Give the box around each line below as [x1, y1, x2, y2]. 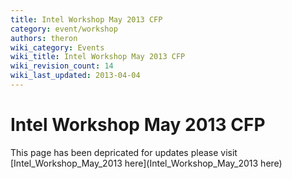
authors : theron [10, 33, 78, 43]
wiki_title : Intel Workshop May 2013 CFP [10, 52, 186, 62]
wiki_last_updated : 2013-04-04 [10, 71, 141, 81]
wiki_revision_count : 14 [10, 61, 114, 71]
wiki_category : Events [10, 42, 105, 53]
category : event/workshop [10, 24, 118, 34]
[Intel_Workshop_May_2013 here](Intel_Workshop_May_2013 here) [10, 157, 283, 169]
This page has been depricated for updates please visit [10, 146, 238, 158]
